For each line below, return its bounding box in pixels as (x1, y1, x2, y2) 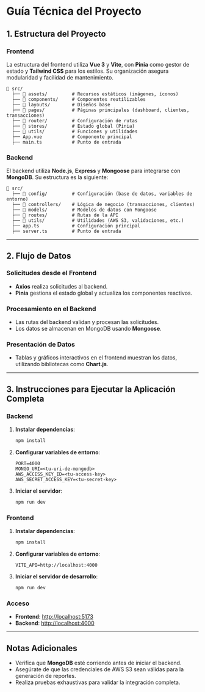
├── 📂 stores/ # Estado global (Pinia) (12, 123, 135, 129)
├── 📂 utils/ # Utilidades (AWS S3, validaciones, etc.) (12, 218, 184, 224)
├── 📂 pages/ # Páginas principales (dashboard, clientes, (12, 107, 190, 113)
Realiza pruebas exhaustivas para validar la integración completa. (15, 679, 181, 686)
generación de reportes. (15, 672, 76, 680)
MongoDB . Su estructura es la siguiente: (6, 174, 109, 181)
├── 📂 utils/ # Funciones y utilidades (12, 128, 138, 134)
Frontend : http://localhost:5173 (15, 613, 93, 620)
